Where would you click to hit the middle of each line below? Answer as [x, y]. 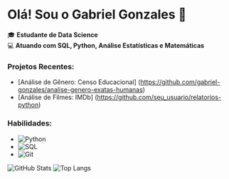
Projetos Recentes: [41, 66]
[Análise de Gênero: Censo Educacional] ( [79, 82]
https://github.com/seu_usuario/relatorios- [159, 97]
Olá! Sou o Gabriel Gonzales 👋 [97, 15]
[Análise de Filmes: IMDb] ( [57, 97]
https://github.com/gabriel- [180, 82]
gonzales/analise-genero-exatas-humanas [80, 90]
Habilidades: [30, 123]
